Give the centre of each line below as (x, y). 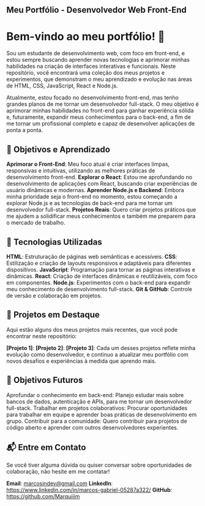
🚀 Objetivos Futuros (45, 380)
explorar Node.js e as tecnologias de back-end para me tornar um (90, 203)
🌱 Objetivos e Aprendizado (58, 149)
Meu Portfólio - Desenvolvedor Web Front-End (96, 10)
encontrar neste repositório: (42, 336)
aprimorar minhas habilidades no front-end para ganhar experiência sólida (100, 111)
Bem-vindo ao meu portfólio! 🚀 (86, 36)
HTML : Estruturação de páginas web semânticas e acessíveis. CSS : (92, 256)
